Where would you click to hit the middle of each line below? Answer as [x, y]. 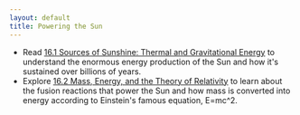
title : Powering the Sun [56, 26]
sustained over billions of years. [82, 71]
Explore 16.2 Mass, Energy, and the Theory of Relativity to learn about [152, 81]
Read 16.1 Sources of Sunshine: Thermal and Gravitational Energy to [149, 52]
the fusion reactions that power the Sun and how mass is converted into [156, 91]
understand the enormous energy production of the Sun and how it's [150, 62]
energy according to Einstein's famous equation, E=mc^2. [130, 100]
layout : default [40, 18]
